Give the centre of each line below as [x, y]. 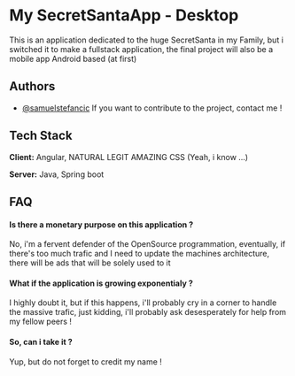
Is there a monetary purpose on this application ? [101, 224]
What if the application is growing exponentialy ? [101, 283]
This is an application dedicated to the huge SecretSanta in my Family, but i [146, 40]
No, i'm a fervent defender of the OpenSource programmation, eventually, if [147, 244]
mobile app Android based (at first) [73, 58]
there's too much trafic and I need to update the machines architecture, [140, 254]
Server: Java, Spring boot [57, 174]
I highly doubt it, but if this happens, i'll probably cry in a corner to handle [143, 303]
